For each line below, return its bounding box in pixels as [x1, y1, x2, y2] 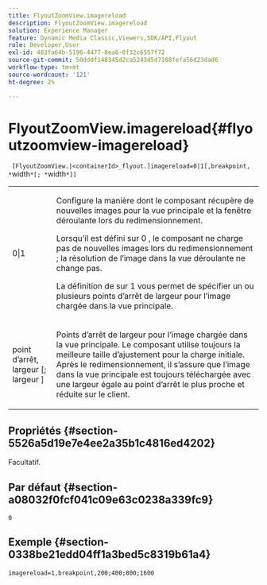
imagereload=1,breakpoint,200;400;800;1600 [8, 569, 155, 577]
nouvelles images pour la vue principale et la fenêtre [56, 205, 252, 216]
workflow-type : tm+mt [8, 64, 80, 72]
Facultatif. [8, 458, 41, 467]
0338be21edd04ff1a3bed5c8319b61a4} [8, 548, 211, 561]
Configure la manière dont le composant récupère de [56, 196, 254, 207]
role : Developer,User [8, 41, 80, 49]
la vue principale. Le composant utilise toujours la [56, 339, 241, 351]
